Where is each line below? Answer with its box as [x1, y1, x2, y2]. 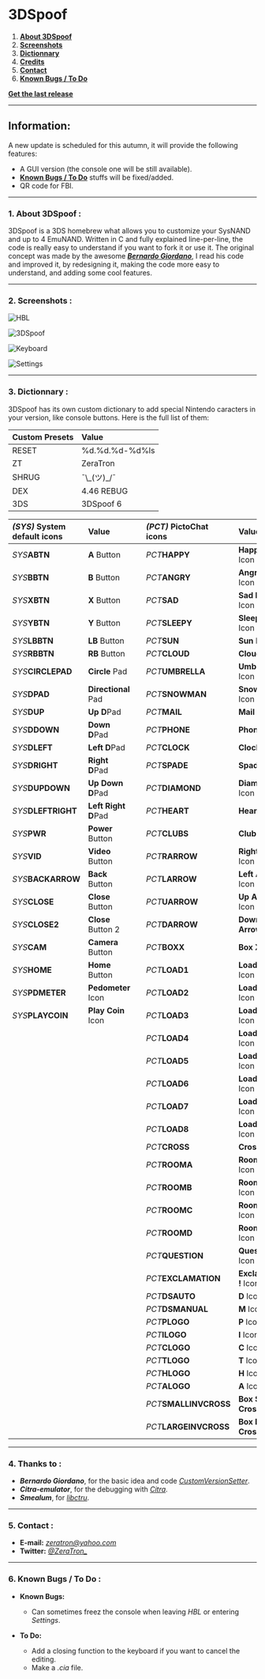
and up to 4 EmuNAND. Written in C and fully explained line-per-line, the [8, 235, 243, 244]
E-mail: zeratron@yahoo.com [19, 1538, 117, 1548]
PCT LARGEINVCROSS [145, 1421, 230, 1432]
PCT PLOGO [145, 1316, 190, 1327]
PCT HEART [145, 805, 189, 816]
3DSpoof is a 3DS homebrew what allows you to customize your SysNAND [8, 226, 251, 236]
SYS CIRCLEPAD [12, 666, 73, 677]
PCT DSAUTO [145, 1291, 196, 1302]
